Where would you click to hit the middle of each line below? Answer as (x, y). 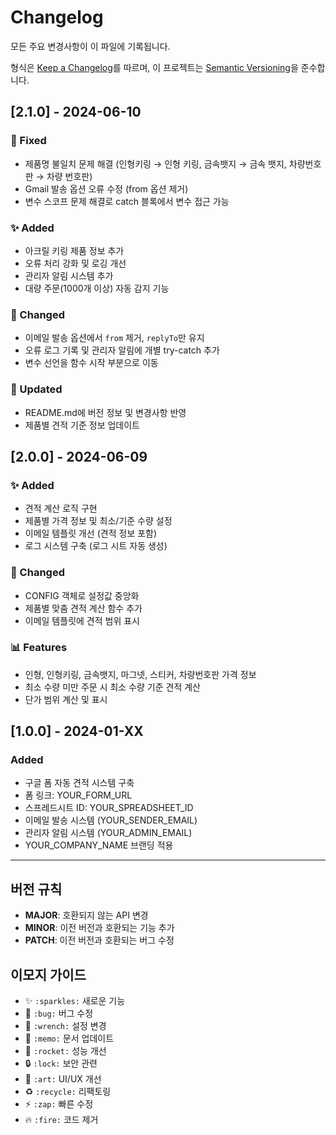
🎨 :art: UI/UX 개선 (63, 1079)
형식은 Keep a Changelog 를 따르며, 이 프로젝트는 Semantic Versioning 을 (154, 67)
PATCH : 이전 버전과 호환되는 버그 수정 (99, 940)
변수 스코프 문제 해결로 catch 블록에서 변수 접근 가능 (127, 201)
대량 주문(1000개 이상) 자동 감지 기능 (97, 288)
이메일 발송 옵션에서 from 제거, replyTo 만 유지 (114, 338)
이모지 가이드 (48, 974)
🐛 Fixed (28, 141)
